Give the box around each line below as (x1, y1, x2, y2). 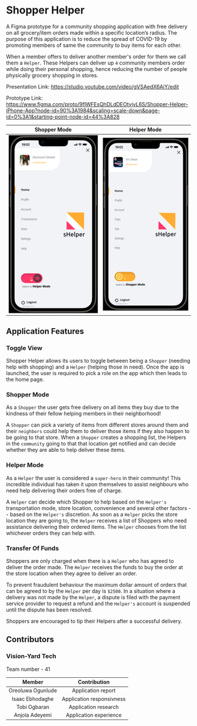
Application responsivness (62, 695, 126, 702)
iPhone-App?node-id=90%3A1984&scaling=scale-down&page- (6, 107, 160, 114)
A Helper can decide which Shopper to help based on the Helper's (6, 498, 167, 505)
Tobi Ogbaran (16, 703, 50, 710)
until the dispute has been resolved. (6, 606, 93, 613)
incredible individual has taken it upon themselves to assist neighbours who (6, 481, 189, 488)
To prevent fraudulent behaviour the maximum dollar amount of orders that (6, 581, 187, 588)
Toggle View (6, 344, 43, 352)
